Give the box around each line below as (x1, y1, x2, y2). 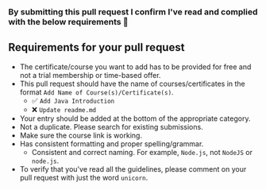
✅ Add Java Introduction (31, 95, 115, 105)
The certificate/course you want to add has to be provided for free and (19, 62, 252, 72)
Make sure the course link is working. (19, 130, 143, 140)
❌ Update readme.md (31, 104, 97, 114)
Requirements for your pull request (8, 41, 185, 54)
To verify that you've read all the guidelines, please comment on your (19, 164, 247, 173)
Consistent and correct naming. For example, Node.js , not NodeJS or (31, 147, 253, 157)
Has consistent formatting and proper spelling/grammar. (19, 138, 204, 149)
